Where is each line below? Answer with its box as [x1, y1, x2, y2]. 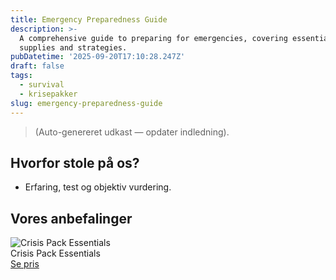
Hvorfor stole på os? [10, 154, 140, 171]
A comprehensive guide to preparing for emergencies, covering [19, 33, 288, 43]
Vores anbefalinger [10, 210, 133, 227]
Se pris [10, 258, 40, 270]
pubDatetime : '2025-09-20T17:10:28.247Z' [10, 52, 186, 62]
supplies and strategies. [19, 42, 128, 53]
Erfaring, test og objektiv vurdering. [24, 181, 172, 193]
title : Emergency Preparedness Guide [10, 14, 168, 25]
